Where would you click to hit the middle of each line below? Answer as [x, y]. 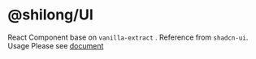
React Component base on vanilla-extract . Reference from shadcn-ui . [128, 37]
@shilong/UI [51, 15]
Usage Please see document [56, 45]
